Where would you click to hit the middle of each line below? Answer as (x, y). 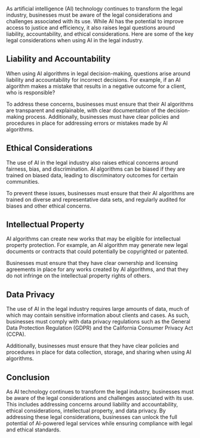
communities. (23, 181)
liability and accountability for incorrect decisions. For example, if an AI (93, 79)
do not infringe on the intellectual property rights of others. (79, 276)
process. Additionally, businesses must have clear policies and (103, 116)
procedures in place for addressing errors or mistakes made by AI (87, 123)
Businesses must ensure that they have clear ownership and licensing (92, 263)
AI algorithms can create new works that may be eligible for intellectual (93, 239)
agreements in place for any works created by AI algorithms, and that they (97, 269)
